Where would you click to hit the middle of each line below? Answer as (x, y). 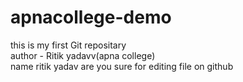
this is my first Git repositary (68, 45)
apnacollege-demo (91, 17)
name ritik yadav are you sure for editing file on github (122, 66)
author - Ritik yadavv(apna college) (83, 55)
